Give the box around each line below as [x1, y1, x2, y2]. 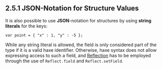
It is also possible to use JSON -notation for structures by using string [5, 17, 152, 23]
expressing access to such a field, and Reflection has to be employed [5, 52, 151, 58]
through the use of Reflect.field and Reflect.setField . [5, 58, 123, 64]
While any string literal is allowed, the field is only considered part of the [5, 42, 157, 48]
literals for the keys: [5, 23, 48, 29]
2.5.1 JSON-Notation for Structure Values [5, 4, 139, 13]
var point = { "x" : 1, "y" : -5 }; [5, 32, 83, 38]
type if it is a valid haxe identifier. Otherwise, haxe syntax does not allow [5, 47, 157, 53]
